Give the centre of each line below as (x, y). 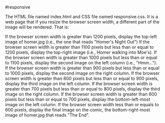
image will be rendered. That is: (37, 27)
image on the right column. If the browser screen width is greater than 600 (81, 94)
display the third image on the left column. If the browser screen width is (79, 84)
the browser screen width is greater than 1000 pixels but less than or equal (81, 58)
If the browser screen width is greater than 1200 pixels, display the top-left (81, 37)
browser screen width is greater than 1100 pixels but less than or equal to (80, 47)
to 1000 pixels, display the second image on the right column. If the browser (82, 73)
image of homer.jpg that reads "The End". (47, 115)
